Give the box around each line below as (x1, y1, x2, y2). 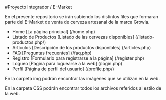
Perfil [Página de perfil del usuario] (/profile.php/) (12, 66, 114, 72)
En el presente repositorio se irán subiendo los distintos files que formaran (5, 14, 158, 19)
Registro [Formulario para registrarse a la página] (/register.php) (12, 55, 145, 61)
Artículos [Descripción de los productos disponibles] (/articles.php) (12, 45, 151, 50)
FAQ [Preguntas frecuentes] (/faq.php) (12, 50, 92, 56)
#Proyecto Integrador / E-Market (5, 4, 72, 10)
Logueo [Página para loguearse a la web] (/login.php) (12, 61, 123, 66)
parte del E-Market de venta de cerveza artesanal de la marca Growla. (5, 19, 150, 25)
